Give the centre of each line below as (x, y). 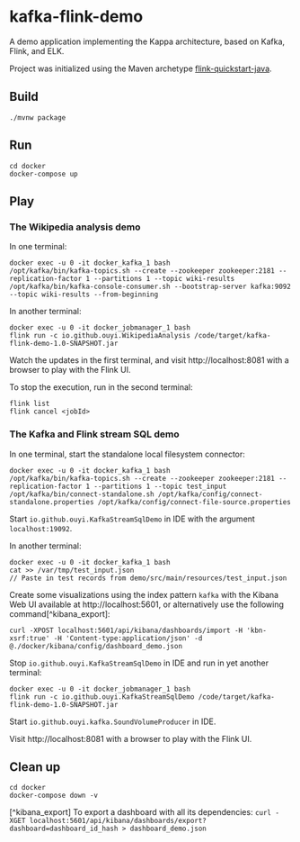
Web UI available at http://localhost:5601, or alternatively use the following (147, 604)
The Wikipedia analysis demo (75, 227)
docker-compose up (44, 174)
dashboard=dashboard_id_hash (64, 829)
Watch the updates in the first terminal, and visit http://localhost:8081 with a (149, 360)
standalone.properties (52, 502)
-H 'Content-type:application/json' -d (128, 638)
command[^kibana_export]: (60, 613)
